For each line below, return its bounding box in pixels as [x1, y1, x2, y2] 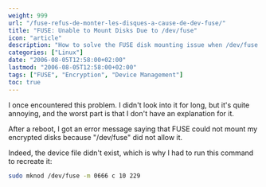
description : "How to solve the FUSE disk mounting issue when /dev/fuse [8, 41, 259, 49]
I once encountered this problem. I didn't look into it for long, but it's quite [8, 100, 250, 110]
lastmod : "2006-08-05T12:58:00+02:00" [8, 64, 137, 72]
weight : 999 [8, 11, 48, 20]
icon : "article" [8, 33, 62, 42]
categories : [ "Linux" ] [8, 49, 84, 56]
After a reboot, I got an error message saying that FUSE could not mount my [8, 124, 258, 134]
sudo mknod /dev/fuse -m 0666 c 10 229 [8, 172, 141, 180]
